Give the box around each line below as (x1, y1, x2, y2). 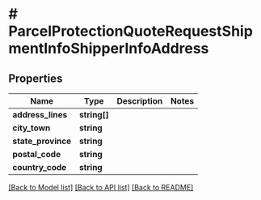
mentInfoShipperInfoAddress (8, 40, 209, 57)
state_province (12, 135, 72, 147)
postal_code (12, 149, 61, 160)
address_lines (12, 109, 68, 120)
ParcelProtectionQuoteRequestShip (8, 22, 253, 40)
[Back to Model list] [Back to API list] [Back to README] (8, 183, 194, 192)
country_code (12, 162, 67, 172)
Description (116, 96, 163, 106)
